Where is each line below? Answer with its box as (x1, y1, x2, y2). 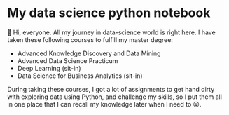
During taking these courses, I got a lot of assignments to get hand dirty (7, 85, 215, 93)
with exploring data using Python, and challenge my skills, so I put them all (7, 93, 223, 101)
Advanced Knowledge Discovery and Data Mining (17, 49, 161, 57)
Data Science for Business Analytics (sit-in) (17, 72, 143, 80)
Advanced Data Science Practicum (17, 56, 118, 65)
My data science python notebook (7, 5, 211, 21)
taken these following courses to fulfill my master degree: (7, 35, 174, 43)
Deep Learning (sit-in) (17, 64, 82, 72)
